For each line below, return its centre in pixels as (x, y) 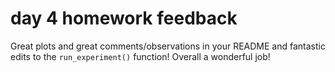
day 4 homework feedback (124, 18)
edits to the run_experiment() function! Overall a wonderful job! (140, 56)
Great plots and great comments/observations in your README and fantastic (168, 46)
